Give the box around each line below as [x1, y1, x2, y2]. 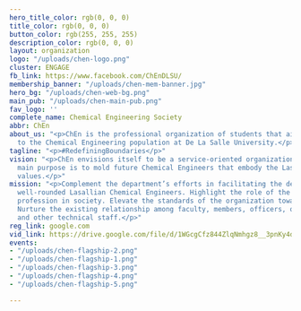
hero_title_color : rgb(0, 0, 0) [9, 13, 130, 22]
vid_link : [9, 229, 47, 238]
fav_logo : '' [9, 105, 58, 114]
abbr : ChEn [9, 122, 50, 131]
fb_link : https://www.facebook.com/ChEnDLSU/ [9, 72, 182, 81]
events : [9, 238, 39, 247]
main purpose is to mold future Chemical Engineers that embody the [17, 163, 279, 172]
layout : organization [9, 47, 90, 56]
